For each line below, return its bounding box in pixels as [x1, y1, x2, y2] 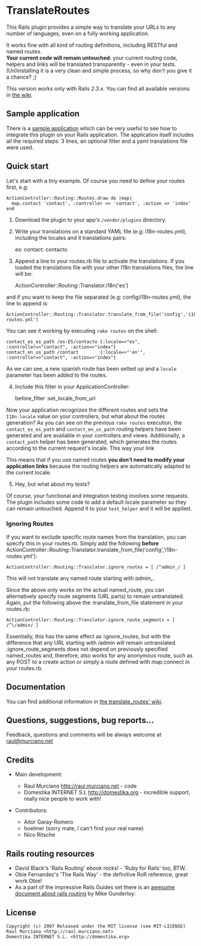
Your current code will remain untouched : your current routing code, [6, 54, 178, 61]
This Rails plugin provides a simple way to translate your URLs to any [6, 23, 176, 31]
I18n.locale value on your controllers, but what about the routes [6, 412, 166, 420]
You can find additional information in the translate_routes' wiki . [6, 698, 163, 705]
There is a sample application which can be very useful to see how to [6, 124, 178, 132]
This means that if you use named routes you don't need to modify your [6, 456, 185, 463]
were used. [6, 143, 34, 151]
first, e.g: [6, 184, 29, 191]
